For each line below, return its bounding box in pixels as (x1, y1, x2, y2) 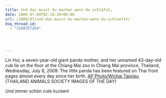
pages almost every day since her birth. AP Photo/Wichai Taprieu (5, 73, 139, 79)
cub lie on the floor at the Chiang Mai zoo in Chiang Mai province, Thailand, (5, 62, 160, 68)
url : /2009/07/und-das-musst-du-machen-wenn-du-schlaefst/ (5, 16, 131, 21)
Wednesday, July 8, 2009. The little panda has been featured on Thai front (5, 68, 159, 74)
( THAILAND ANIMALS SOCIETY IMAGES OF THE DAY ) (5, 78, 117, 84)
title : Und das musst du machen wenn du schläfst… (5, 7, 113, 12)
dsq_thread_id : (5, 21, 37, 26)
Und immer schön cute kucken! (5, 88, 70, 94)
